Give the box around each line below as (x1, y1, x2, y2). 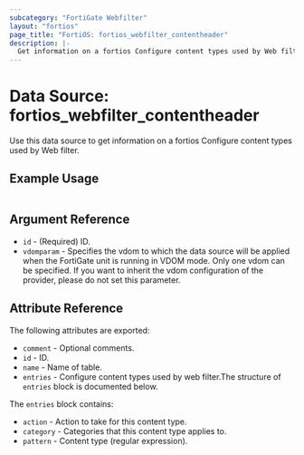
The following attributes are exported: (9, 324, 150, 335)
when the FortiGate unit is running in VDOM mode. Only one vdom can (22, 255, 285, 266)
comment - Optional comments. (22, 342, 135, 353)
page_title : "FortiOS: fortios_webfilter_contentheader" (9, 30, 229, 39)
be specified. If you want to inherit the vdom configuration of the (22, 265, 264, 276)
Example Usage (9, 171, 100, 187)
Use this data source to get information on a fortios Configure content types (9, 135, 292, 146)
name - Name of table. (22, 362, 102, 373)
